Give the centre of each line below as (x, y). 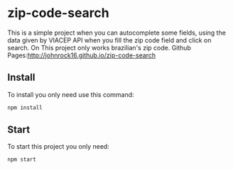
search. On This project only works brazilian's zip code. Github (99, 47)
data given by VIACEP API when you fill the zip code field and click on (109, 40)
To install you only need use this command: (71, 94)
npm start (22, 160)
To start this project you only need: (59, 147)
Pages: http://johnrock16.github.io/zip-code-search (82, 55)
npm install (25, 108)
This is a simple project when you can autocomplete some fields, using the (116, 33)
